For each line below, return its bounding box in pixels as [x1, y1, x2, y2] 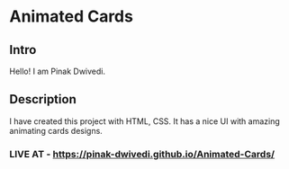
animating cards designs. [9, 125, 104, 136]
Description [9, 92, 77, 107]
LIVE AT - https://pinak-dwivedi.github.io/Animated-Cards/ [9, 147, 275, 160]
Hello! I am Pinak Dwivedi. [9, 66, 106, 76]
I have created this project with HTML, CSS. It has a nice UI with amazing [9, 115, 281, 127]
